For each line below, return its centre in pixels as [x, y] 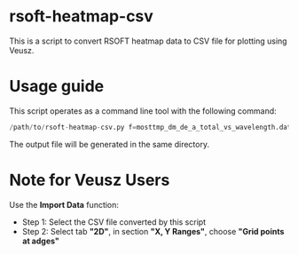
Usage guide [57, 87]
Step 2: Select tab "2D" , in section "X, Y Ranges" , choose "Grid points [153, 231]
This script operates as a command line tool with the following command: [143, 111]
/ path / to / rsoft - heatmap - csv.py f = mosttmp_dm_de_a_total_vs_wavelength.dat [150, 127]
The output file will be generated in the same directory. [110, 144]
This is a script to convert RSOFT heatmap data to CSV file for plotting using [148, 41]
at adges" [40, 241]
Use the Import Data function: [64, 204]
